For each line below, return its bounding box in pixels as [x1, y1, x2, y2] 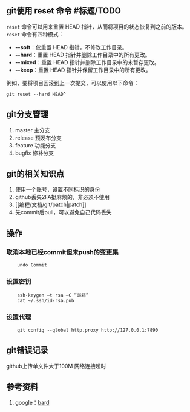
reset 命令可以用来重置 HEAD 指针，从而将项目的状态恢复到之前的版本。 [6, 23, 188, 30]
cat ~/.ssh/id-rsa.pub [17, 298, 74, 304]
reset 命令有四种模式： [6, 30, 64, 38]
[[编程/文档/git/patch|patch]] [15, 201, 87, 208]
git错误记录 [6, 345, 48, 356]
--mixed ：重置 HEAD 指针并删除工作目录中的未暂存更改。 [15, 58, 160, 66]
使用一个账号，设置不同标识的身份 [15, 186, 100, 193]
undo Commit [17, 262, 47, 268]
